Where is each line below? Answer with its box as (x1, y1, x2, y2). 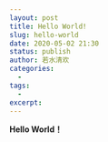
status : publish (9, 47, 71, 56)
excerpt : (9, 97, 43, 107)
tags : (9, 81, 30, 90)
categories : (9, 65, 54, 74)
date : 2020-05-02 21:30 (9, 38, 100, 48)
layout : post (9, 13, 59, 23)
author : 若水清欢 (9, 56, 70, 65)
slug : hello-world (9, 30, 79, 39)
